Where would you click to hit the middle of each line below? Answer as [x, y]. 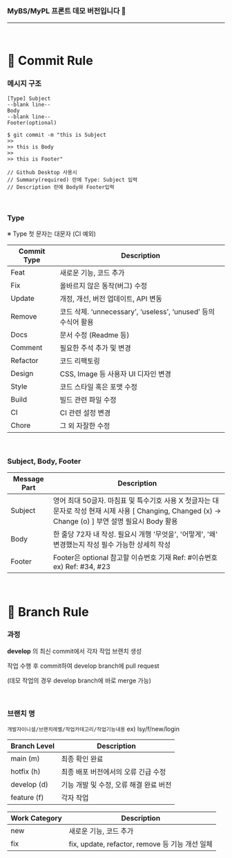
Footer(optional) [32, 122]
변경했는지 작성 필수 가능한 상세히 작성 [112, 545]
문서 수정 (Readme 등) [95, 335]
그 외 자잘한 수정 [85, 426]
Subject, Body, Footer [44, 461]
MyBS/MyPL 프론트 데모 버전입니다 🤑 [67, 10]
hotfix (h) [26, 772]
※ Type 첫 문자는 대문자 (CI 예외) [52, 234]
